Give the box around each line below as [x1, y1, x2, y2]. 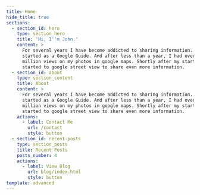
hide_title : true [6, 14, 49, 20]
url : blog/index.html [27, 169, 82, 175]
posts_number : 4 [17, 152, 58, 158]
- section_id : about [11, 70, 62, 76]
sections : [6, 20, 31, 26]
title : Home [6, 8, 36, 15]
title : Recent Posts [17, 147, 68, 153]
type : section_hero [17, 31, 65, 37]
